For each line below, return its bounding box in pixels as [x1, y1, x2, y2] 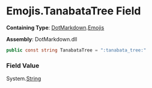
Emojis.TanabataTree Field [6, 4, 141, 18]
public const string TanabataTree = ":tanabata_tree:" [6, 47, 147, 53]
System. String [6, 75, 41, 82]
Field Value [6, 61, 40, 69]
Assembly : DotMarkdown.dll [6, 35, 78, 43]
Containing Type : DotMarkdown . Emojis [6, 24, 105, 31]
